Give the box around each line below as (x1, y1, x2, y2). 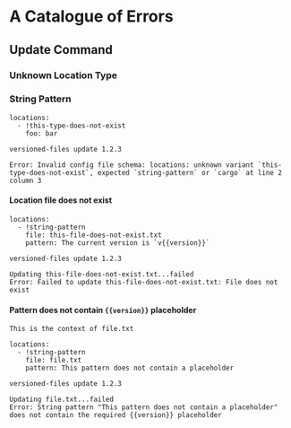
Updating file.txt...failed (9, 395, 115, 405)
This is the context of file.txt (9, 325, 134, 334)
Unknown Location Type (9, 69, 118, 82)
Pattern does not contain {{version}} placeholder (9, 304, 197, 315)
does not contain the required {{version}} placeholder (9, 411, 222, 420)
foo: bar (25, 128, 58, 138)
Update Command (9, 42, 114, 57)
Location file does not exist (9, 195, 113, 205)
